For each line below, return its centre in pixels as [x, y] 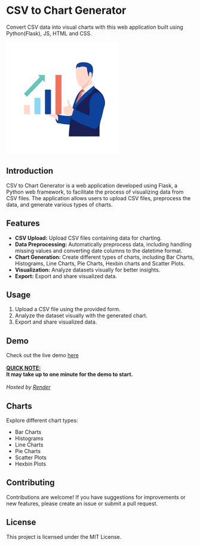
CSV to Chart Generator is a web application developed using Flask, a [92, 185]
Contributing [30, 483]
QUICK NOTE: [24, 368]
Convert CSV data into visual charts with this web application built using [95, 27]
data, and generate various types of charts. [59, 204]
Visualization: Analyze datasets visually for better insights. [87, 270]
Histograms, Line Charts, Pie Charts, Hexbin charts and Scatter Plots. [100, 263]
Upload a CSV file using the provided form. [67, 309]
